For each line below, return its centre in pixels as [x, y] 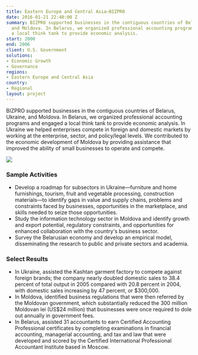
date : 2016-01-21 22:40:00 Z [42, 17]
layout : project [26, 94]
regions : [17, 72]
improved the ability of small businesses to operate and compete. [85, 148]
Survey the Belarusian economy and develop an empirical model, [93, 238]
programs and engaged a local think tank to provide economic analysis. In [96, 123]
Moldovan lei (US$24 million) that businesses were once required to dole [103, 310]
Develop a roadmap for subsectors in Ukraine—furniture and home [95, 188]
